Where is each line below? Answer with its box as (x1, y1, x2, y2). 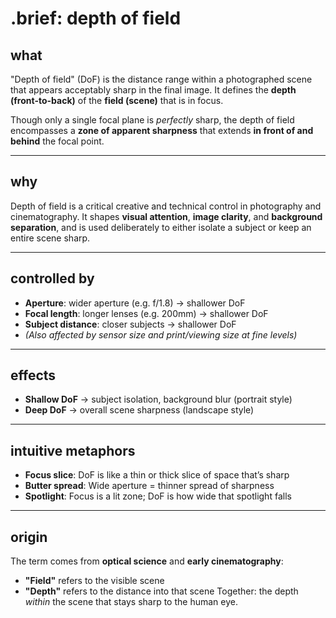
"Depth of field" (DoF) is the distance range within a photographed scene (10, 73, 313, 85)
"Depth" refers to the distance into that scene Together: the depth (24, 585, 299, 597)
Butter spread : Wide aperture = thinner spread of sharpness (24, 480, 275, 492)
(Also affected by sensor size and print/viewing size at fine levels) (24, 328, 298, 341)
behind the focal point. (10, 135, 105, 147)
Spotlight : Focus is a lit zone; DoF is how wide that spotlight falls (24, 490, 292, 502)
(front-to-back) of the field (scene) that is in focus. (10, 95, 224, 106)
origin (10, 528, 48, 546)
